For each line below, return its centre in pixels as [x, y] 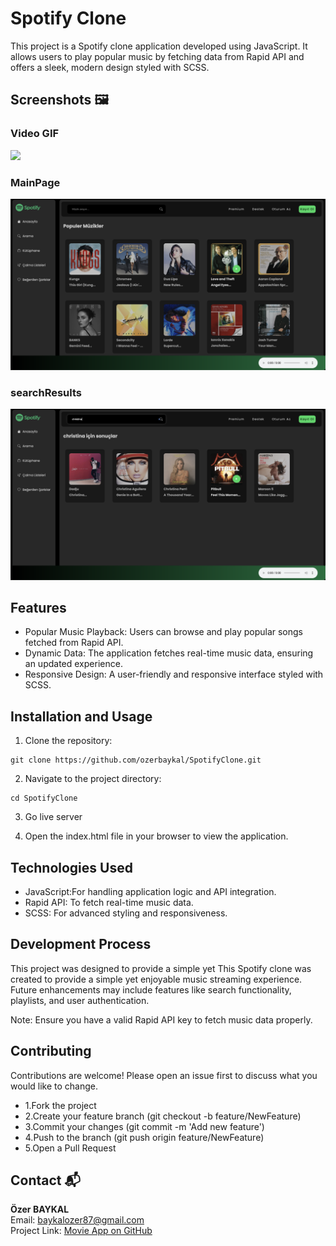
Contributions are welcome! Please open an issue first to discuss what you [164, 1075]
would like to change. [54, 1086]
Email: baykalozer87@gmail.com [77, 1220]
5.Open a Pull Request [70, 1148]
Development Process [81, 944]
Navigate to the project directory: [93, 779]
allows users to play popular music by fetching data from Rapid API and [157, 56]
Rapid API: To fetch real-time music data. [109, 902]
